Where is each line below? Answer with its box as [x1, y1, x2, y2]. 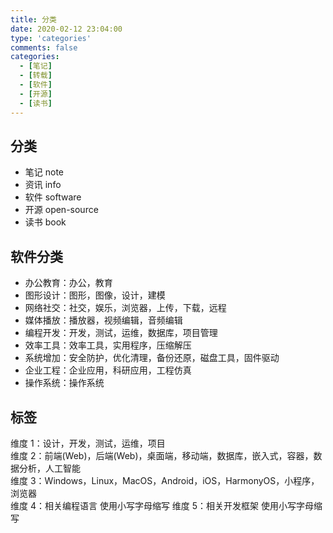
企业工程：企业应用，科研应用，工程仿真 [24, 364, 192, 376]
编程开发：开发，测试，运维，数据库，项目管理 [24, 327, 218, 339]
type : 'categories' [10, 33, 92, 43]
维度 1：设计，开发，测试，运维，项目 [10, 437, 166, 449]
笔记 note [24, 166, 65, 178]
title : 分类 [10, 14, 57, 25]
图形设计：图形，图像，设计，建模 [24, 289, 166, 301]
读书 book [24, 216, 67, 228]
